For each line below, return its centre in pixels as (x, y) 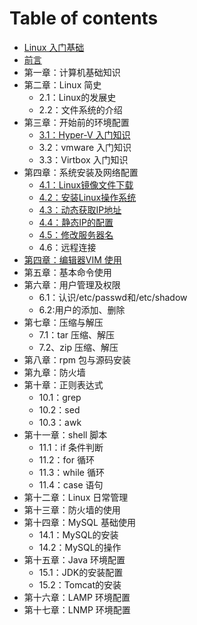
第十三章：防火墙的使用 (72, 509)
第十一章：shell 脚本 (65, 434)
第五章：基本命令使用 (67, 272)
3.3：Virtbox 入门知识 (83, 159)
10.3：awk (60, 422)
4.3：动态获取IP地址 (80, 209)
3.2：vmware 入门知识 (85, 147)
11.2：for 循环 (66, 459)
